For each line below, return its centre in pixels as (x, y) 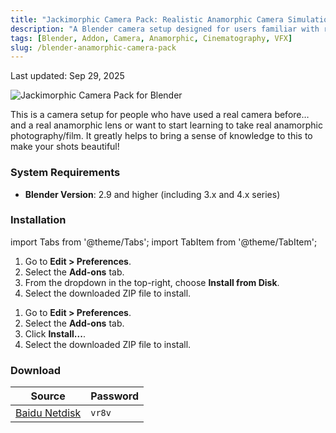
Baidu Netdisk (48, 413)
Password (115, 396)
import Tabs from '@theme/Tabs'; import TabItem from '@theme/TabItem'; (164, 242)
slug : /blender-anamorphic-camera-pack (93, 47)
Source (48, 396)
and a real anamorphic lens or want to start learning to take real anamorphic (166, 125)
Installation (38, 220)
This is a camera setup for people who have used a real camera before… (160, 115)
